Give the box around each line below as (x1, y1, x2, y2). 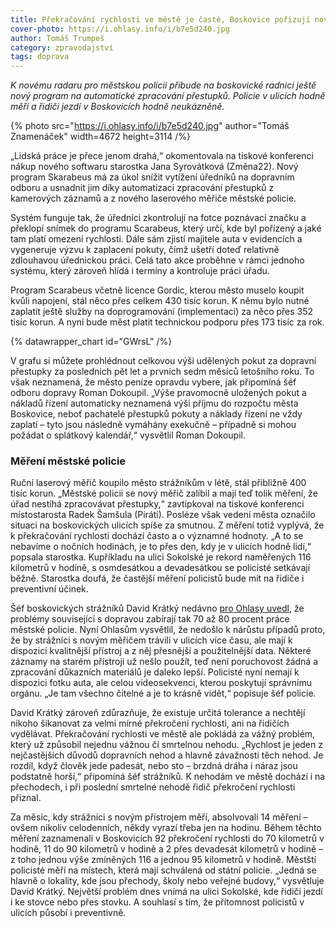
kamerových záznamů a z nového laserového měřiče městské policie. (10, 192, 297, 205)
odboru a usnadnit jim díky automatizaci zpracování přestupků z (10, 182, 275, 194)
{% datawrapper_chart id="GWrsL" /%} (10, 336, 173, 348)
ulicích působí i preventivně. (10, 907, 127, 919)
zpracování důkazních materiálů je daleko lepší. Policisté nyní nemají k (10, 666, 300, 678)
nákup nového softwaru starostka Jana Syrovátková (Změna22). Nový (10, 161, 299, 173)
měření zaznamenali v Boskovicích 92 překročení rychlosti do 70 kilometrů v (10, 832, 325, 845)
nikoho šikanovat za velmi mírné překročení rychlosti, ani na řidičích (10, 717, 290, 730)
